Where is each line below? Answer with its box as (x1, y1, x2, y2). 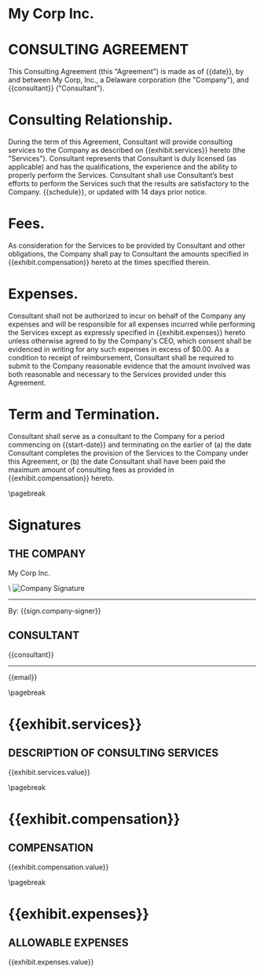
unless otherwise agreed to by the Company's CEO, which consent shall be (8, 336, 252, 345)
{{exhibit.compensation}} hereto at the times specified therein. (8, 257, 211, 267)
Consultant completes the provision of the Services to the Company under (8, 448, 249, 457)
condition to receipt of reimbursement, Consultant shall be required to (8, 352, 234, 362)
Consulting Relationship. (8, 111, 173, 129)
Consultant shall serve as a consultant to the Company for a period (8, 431, 225, 441)
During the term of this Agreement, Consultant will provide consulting (8, 137, 233, 146)
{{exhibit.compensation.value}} (8, 862, 109, 872)
